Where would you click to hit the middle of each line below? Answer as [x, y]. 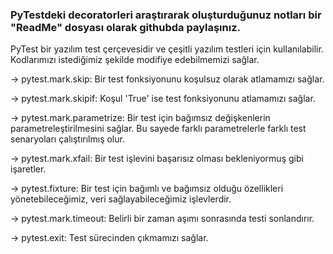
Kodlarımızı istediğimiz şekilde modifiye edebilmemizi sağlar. [135, 60]
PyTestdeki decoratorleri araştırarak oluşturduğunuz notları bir [166, 15]
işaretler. [28, 169]
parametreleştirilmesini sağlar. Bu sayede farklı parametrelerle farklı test [158, 129]
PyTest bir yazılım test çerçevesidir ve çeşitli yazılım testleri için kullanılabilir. [167, 49]
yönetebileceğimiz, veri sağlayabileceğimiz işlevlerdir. [121, 199]
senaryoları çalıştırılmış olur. [67, 139]
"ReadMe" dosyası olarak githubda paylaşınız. [125, 27]
